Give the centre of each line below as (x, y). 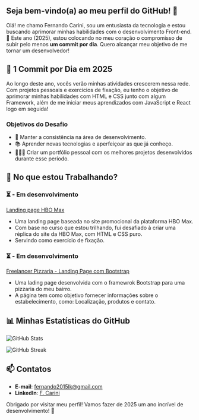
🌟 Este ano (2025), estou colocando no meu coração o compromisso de (94, 38)
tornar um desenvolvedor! (38, 50)
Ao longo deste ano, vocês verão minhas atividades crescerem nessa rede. (98, 83)
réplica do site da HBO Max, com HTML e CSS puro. (78, 234)
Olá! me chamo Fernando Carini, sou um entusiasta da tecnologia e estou (96, 25)
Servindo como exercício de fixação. (60, 240)
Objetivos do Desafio (37, 124)
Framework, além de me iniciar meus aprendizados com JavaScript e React (99, 102)
